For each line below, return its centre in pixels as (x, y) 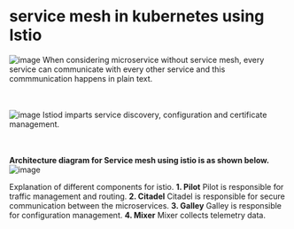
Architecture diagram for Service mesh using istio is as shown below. (139, 160)
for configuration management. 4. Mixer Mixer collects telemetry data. (137, 215)
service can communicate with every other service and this (117, 69)
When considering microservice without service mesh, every (154, 59)
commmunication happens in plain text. (81, 78)
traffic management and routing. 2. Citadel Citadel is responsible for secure (147, 196)
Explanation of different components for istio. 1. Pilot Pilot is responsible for (147, 186)
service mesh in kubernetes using (137, 16)
